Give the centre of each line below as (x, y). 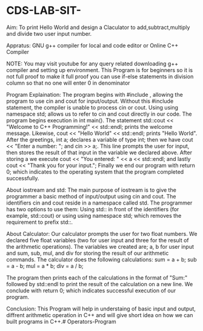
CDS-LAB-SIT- (44, 11)
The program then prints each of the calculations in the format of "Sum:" (97, 277)
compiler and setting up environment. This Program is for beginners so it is (99, 70)
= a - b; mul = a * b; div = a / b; (45, 266)
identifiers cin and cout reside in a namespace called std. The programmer (99, 203)
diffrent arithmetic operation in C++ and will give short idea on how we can (100, 315)
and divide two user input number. (49, 33)
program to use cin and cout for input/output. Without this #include (90, 101)
